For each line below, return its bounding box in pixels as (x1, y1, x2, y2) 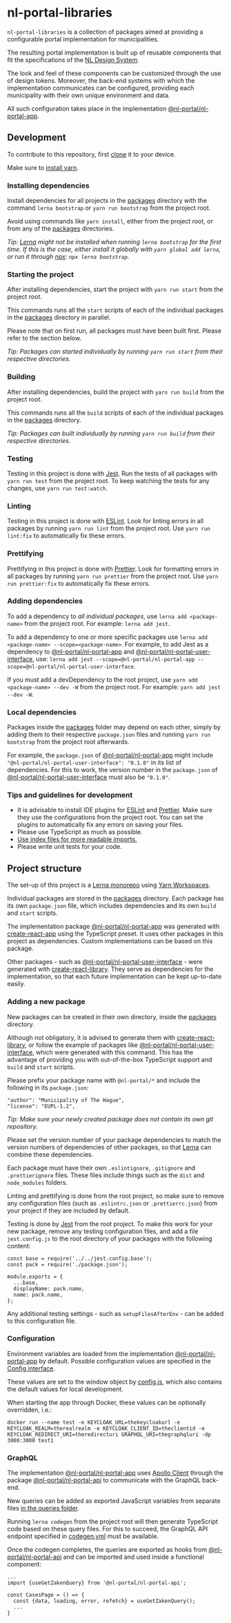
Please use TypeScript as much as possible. (17, 828, 143, 836)
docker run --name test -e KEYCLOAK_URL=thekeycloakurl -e (7, 1419, 181, 1426)
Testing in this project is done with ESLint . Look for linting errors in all (7, 517, 204, 525)
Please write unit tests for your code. (17, 843, 122, 851)
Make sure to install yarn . (7, 164, 79, 172)
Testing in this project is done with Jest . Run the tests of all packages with (7, 469, 218, 478)
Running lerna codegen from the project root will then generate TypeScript (7, 1517, 219, 1526)
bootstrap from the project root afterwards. (7, 738, 130, 746)
